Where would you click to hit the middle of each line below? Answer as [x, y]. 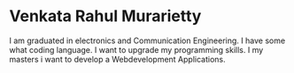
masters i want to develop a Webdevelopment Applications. [117, 59]
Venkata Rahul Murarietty [105, 16]
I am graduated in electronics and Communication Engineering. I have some [147, 40]
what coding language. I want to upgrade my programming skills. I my [136, 49]
